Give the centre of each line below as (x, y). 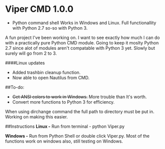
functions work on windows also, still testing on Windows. (64, 141)
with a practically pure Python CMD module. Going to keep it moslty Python (82, 42)
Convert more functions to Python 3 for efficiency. (63, 102)
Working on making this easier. (37, 116)
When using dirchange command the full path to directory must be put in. (80, 112)
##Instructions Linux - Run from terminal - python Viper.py (65, 126)
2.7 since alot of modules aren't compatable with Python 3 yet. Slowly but (80, 48)
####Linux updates (25, 63)
